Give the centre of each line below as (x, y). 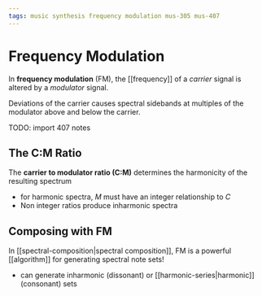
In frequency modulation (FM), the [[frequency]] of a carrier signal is (125, 79)
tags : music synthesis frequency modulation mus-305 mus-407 (114, 16)
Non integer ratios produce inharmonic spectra (99, 206)
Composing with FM (60, 231)
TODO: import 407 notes (50, 128)
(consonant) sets (48, 284)
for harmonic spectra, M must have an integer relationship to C (125, 197)
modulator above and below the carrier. (74, 111)
